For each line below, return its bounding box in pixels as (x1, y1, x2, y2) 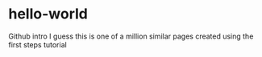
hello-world (8, 5, 89, 23)
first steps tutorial (8, 39, 67, 49)
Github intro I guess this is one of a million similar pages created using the (8, 31, 254, 41)
